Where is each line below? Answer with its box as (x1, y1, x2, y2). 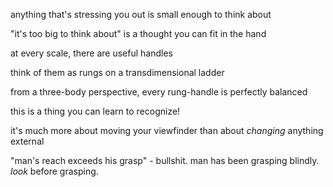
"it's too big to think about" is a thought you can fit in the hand (10, 28, 267, 39)
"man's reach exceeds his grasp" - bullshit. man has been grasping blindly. (10, 155, 320, 166)
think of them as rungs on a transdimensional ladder (10, 67, 225, 78)
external (10, 135, 45, 147)
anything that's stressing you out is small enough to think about (10, 9, 272, 20)
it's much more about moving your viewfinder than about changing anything (10, 125, 324, 136)
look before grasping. (10, 165, 99, 177)
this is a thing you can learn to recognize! (10, 105, 181, 117)
